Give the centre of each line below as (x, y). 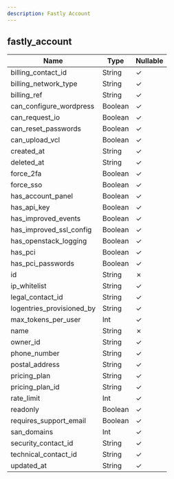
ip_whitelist (29, 286)
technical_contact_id (44, 455)
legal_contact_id (37, 297)
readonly (25, 410)
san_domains (32, 432)
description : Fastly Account (49, 13)
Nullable (149, 61)
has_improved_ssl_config (51, 230)
